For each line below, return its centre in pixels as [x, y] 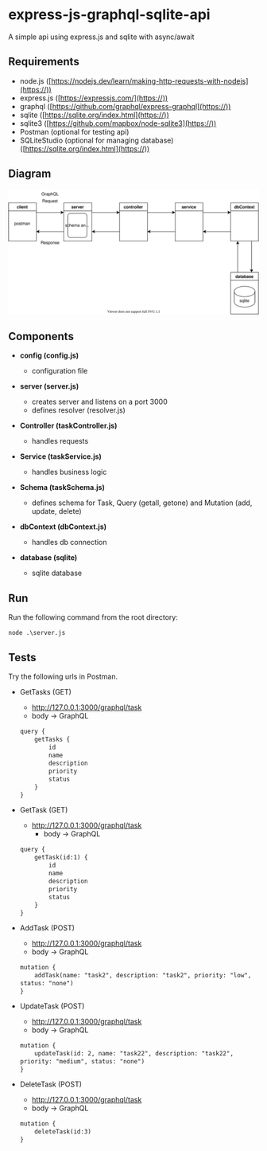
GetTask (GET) [44, 810]
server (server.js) [49, 386]
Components [41, 336]
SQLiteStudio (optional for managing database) [97, 140]
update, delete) [56, 511]
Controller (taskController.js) [68, 426]
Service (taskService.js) [60, 456]
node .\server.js [37, 633]
